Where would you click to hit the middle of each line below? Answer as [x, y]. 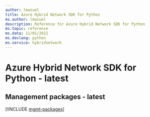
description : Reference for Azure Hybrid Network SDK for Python [75, 24]
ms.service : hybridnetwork [33, 43]
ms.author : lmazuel [26, 19]
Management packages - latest [55, 97]
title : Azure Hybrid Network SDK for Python [53, 15]
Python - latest [37, 78]
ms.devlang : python [26, 38]
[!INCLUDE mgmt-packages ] [35, 109]
